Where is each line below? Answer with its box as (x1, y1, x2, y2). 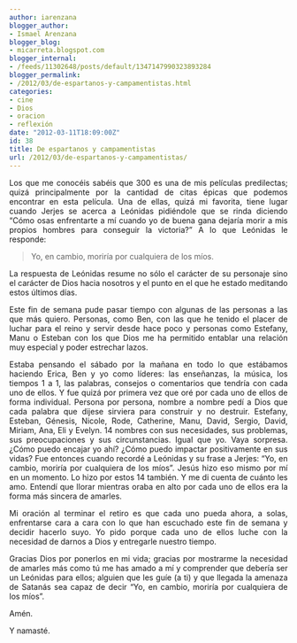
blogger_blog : (9, 37, 62, 47)
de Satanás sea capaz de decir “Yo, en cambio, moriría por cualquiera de (9, 581, 288, 592)
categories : (9, 87, 53, 96)
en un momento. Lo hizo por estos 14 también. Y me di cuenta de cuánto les (9, 471, 288, 483)
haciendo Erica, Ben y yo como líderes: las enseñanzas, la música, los (9, 368, 288, 379)
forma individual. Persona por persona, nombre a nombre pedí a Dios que (9, 396, 288, 407)
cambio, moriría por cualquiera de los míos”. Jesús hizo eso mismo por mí (9, 462, 288, 473)
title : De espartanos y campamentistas (9, 144, 156, 153)
